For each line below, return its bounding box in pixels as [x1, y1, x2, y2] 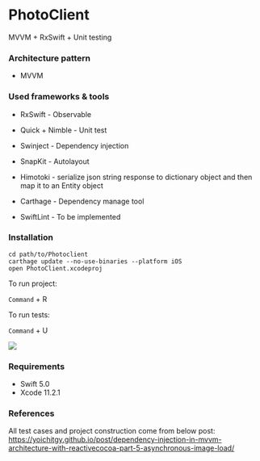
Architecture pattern [8, 52, 91, 64]
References [8, 408, 55, 419]
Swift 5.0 [19, 379, 50, 389]
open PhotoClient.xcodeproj [8, 264, 103, 272]
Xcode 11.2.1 [19, 388, 61, 397]
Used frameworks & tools [8, 91, 110, 103]
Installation [8, 232, 54, 243]
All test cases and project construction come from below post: [8, 426, 216, 436]
